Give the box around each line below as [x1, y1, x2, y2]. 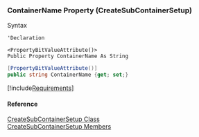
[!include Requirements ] [7, 84, 74, 92]
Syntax [7, 21, 28, 30]
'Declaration [7, 35, 45, 42]
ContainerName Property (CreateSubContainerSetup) [7, 6, 193, 15]
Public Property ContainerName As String [7, 53, 129, 60]
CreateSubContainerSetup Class [7, 115, 101, 123]
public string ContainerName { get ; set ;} [7, 71, 129, 78]
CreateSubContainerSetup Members [7, 122, 112, 131]
